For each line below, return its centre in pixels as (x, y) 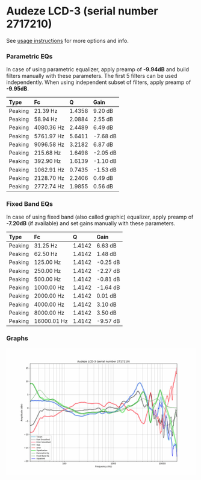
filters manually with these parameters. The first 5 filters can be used (92, 76)
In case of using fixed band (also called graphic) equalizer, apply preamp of (100, 217)
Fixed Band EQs (29, 203)
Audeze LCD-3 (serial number (82, 11)
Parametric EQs (29, 56)
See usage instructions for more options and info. (68, 40)
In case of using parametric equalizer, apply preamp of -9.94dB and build (98, 69)
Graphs (17, 338)
